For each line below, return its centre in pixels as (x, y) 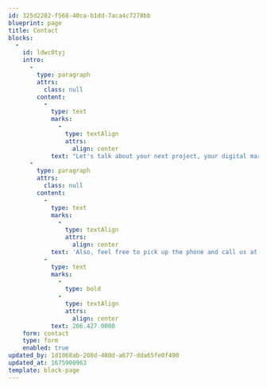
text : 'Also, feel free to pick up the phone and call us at (154, 252)
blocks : (21, 38)
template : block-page (44, 370)
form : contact (46, 333)
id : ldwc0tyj (44, 52)
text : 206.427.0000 (83, 326)
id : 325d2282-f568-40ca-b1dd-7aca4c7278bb (79, 15)
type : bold (83, 289)
